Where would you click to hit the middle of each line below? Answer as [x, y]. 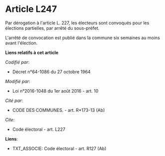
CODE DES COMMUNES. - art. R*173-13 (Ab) [59, 110]
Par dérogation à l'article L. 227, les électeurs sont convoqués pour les [77, 23]
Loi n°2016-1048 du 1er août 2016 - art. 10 [55, 91]
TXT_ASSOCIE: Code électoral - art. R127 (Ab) [59, 148]
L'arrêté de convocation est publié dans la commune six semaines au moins [82, 38]
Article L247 [31, 9]
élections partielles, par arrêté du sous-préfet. [52, 28]
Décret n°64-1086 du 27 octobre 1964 [51, 72]
